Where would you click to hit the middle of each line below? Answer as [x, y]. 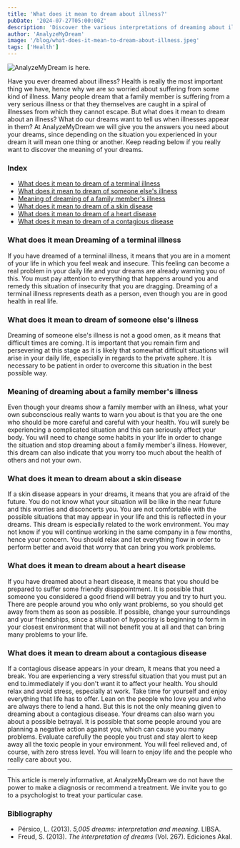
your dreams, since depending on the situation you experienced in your [112, 134]
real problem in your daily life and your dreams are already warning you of [116, 271]
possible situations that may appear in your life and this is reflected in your [117, 517]
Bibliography [30, 813]
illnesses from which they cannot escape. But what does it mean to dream [116, 112]
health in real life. [33, 301]
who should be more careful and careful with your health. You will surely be [119, 423]
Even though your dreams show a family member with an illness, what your [118, 407]
